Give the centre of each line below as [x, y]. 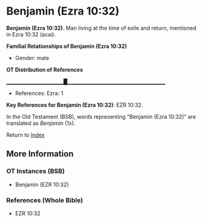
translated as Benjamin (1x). [41, 123]
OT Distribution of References [45, 69]
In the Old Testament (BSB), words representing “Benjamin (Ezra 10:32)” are [101, 116]
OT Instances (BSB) [35, 171]
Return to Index [25, 135]
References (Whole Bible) [45, 200]
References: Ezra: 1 [39, 93]
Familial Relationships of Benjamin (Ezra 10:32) [67, 46]
